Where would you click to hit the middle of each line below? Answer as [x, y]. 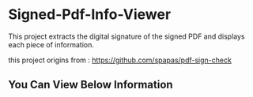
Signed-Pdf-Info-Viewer [90, 15]
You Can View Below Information [91, 85]
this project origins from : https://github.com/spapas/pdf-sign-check [120, 60]
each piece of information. [51, 44]
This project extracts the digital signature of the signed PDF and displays [126, 36]
